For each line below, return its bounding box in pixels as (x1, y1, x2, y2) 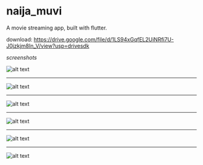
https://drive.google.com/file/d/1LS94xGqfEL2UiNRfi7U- (33, 36, 174, 43)
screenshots (6, 54, 37, 61)
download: (6, 36, 33, 43)
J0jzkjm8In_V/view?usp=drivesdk (6, 42, 89, 49)
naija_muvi (6, 4, 62, 18)
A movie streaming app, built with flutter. (6, 24, 108, 31)
